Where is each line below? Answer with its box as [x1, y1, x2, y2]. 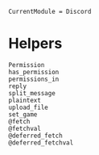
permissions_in [8, 75, 60, 83]
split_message [8, 89, 56, 97]
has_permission [8, 68, 60, 76]
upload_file [8, 103, 48, 111]
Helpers [8, 35, 63, 52]
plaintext [8, 96, 42, 104]
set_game [8, 110, 38, 119]
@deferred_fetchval [8, 138, 74, 147]
